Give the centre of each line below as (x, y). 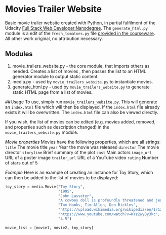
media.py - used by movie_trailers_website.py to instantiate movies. (83, 81)
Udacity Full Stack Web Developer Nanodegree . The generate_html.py (77, 28)
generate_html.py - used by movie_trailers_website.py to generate (81, 87)
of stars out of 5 (21, 163)
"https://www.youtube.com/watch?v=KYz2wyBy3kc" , (109, 214)
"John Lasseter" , (76, 196)
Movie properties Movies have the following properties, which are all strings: (83, 142)
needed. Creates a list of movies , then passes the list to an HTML (79, 71)
